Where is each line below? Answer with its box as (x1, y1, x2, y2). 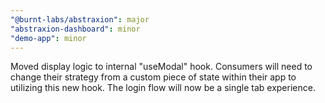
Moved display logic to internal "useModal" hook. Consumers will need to (10, 61, 313, 73)
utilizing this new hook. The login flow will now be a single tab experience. (10, 82, 316, 94)
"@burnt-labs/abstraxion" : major (10, 14, 150, 25)
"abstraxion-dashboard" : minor (10, 24, 141, 34)
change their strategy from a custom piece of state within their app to (10, 71, 297, 83)
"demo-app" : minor (10, 33, 87, 43)
